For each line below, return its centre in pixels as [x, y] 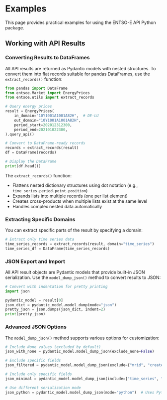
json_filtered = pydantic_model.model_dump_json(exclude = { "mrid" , [75, 365]
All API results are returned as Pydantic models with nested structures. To [81, 68]
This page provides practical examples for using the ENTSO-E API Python [81, 22]
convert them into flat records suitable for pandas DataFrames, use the [78, 74]
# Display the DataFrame [31, 161]
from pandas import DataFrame [37, 88]
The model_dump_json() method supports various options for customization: [82, 338]
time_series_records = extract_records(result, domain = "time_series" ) [80, 244]
